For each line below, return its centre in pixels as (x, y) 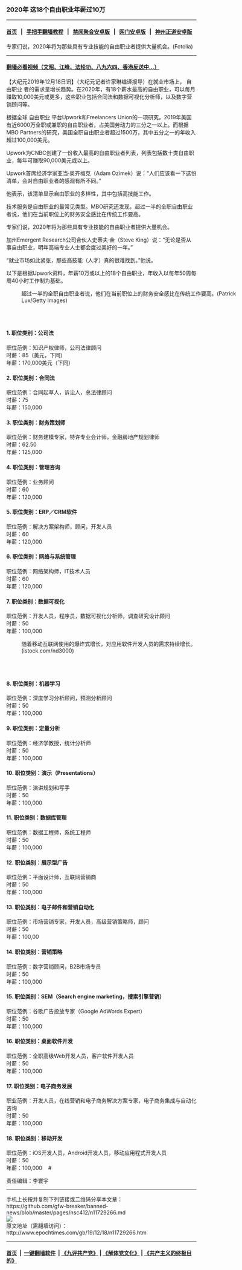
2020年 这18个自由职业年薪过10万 (56, 9)
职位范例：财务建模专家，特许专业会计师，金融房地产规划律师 (83, 437)
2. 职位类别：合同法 (31, 378)
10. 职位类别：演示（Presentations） (52, 773)
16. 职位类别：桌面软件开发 (40, 1041)
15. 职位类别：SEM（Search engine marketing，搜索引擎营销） (85, 996)
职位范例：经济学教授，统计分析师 (49, 743)
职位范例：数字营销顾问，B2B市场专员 (54, 966)
